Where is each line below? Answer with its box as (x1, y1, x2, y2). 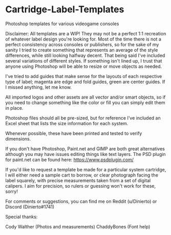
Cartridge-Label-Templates (5, 4, 124, 15)
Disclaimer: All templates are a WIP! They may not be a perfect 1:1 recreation (5, 30, 166, 36)
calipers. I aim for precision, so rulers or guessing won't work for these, (5, 183, 156, 189)
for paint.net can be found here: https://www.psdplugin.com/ (5, 156, 134, 163)
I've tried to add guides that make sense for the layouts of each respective (5, 73, 162, 79)
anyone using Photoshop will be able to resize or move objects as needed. (5, 63, 162, 69)
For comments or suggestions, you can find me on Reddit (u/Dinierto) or (5, 198, 157, 204)
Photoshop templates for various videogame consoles (5, 21, 119, 27)
